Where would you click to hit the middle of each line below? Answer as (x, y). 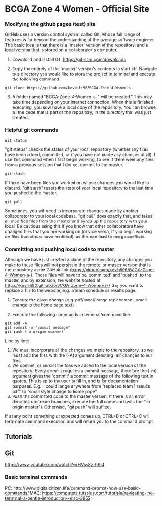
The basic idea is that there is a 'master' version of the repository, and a (77, 45)
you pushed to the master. (31, 193)
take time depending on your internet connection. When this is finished (83, 102)
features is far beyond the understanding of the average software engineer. (80, 40)
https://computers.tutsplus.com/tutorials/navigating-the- (98, 493)
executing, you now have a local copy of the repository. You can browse (84, 107)
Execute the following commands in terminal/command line (71, 315)
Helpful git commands (32, 130)
